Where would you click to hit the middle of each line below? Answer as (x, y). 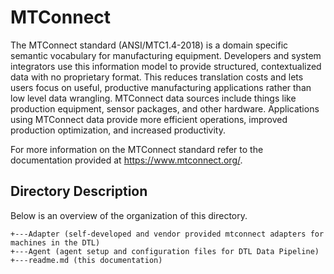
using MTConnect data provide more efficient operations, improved (149, 119)
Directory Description (79, 191)
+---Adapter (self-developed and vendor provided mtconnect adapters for (167, 234)
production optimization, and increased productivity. (118, 130)
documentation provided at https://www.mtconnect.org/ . (126, 160)
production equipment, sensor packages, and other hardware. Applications (165, 108)
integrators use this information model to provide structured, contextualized (166, 66)
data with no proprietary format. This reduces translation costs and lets (157, 77)
